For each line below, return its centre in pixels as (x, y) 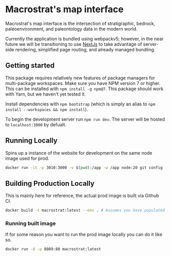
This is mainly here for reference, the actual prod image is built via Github (82, 196)
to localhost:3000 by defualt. (36, 124)
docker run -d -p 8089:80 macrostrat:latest (53, 249)
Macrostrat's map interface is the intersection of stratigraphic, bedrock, (80, 23)
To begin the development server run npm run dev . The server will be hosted (85, 119)
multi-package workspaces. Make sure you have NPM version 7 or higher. (83, 83)
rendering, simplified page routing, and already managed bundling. (85, 49)
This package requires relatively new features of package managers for (80, 78)
